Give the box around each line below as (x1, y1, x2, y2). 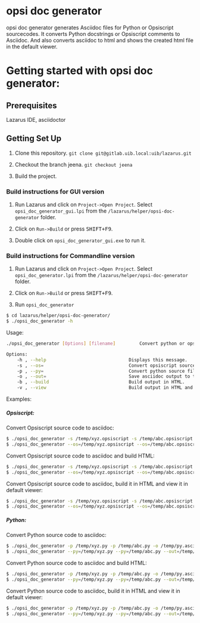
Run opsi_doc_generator (14, 301, 74, 308)
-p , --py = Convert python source (17, 368, 185, 374)
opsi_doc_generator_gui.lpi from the (14, 207, 107, 214)
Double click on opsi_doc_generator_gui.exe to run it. (14, 237, 146, 244)
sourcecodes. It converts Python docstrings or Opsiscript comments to (6, 30, 180, 37)
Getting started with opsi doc (6, 64, 154, 78)
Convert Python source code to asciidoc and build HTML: (6, 560, 147, 567)
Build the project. (14, 172, 57, 180)
